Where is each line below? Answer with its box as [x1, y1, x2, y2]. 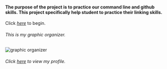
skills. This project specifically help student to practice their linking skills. [5, 9, 162, 15]
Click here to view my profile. [5, 59, 66, 64]
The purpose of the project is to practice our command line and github [5, 4, 155, 10]
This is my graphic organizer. [5, 31, 66, 37]
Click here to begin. [5, 20, 46, 26]
